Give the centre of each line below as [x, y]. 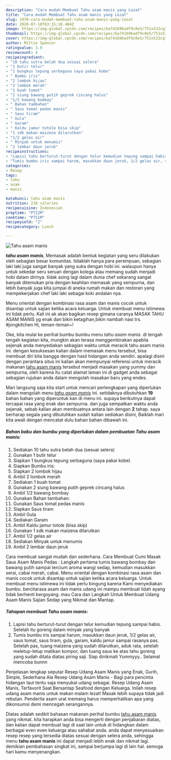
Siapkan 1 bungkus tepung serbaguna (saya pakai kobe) [72, 460]
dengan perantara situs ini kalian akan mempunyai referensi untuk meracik [83, 361]
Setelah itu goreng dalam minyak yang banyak [61, 630]
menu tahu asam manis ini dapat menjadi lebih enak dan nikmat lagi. [78, 741]
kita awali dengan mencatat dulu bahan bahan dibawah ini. [67, 420]
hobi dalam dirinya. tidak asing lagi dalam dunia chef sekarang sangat [79, 277]
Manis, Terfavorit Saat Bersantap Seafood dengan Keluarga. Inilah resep [81, 688]
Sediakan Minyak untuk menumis [48, 541]
